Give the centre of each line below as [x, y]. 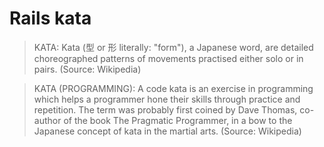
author [47, 120]
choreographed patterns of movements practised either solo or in [168, 58]
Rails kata [50, 18]
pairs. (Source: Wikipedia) [87, 69]
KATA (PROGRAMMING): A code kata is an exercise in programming [173, 88]
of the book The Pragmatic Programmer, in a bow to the [178, 120]
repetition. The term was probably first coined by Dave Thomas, [165, 109]
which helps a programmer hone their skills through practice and [167, 99]
